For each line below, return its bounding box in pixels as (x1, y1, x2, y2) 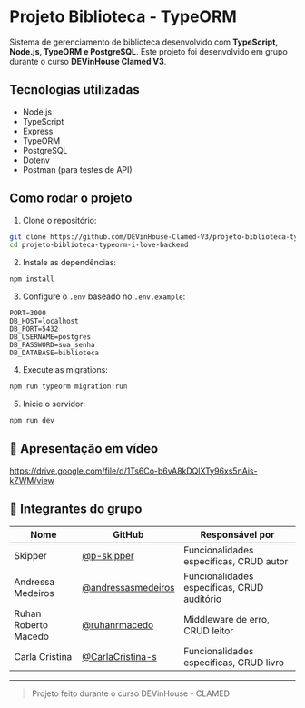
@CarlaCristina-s (81, 650, 157, 663)
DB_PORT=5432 (9, 324, 59, 334)
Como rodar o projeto (9, 191, 133, 206)
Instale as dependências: (22, 257, 116, 268)
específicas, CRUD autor (182, 554, 289, 567)
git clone (9, 232, 47, 242)
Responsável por (200, 528, 275, 541)
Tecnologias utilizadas (9, 82, 140, 97)
